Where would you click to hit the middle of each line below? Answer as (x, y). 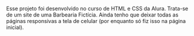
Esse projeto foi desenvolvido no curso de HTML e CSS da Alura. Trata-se (97, 9)
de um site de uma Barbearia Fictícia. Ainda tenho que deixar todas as (93, 15)
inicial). (15, 27)
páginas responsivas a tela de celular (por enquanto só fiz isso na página (96, 21)
